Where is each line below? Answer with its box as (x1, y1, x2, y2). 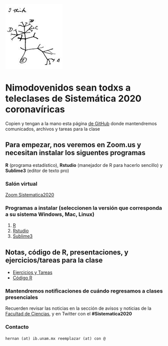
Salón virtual (5, 180, 38, 187)
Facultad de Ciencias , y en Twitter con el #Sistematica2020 (5, 311, 132, 317)
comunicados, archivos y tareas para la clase (5, 126, 100, 132)
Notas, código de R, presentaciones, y (5, 248, 129, 256)
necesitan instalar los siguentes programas (5, 149, 146, 157)
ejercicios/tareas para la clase (5, 256, 103, 265)
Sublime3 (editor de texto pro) (5, 167, 70, 174)
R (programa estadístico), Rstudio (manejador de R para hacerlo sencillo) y (5, 162, 163, 168)
